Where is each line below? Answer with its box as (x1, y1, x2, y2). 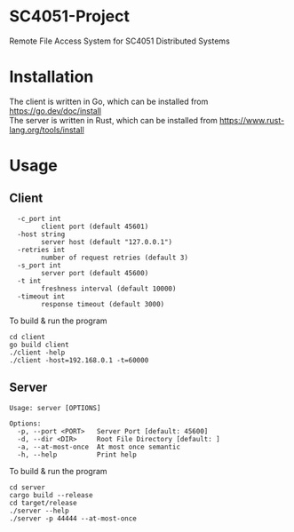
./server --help (9, 506, 69, 515)
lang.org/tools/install (9, 124, 84, 135)
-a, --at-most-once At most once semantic (17, 442, 180, 451)
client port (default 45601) (41, 222, 149, 231)
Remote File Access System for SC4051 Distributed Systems (9, 36, 231, 46)
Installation (9, 67, 94, 87)
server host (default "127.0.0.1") (41, 237, 173, 246)
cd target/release (9, 498, 77, 507)
